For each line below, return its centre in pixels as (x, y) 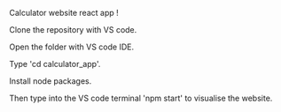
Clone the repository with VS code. (73, 30)
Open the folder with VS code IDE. (72, 47)
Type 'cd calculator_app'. (55, 64)
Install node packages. (51, 81)
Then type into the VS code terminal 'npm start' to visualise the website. (141, 98)
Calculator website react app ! (64, 13)
